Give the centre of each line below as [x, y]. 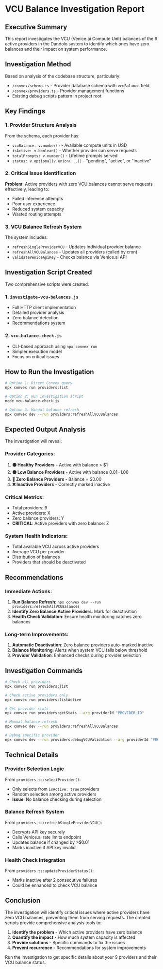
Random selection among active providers [54, 794]
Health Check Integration [35, 860]
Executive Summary [36, 27]
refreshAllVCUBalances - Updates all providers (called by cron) [75, 252]
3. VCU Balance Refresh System [43, 227]
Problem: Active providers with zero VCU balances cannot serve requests [79, 184]
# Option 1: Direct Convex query [39, 383]
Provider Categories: [30, 454]
